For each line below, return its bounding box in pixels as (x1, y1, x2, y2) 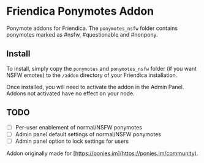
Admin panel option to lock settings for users (15, 137, 129, 145)
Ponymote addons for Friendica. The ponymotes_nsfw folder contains (6, 24, 178, 32)
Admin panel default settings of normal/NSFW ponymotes (15, 130, 161, 138)
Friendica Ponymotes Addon (6, 4, 154, 18)
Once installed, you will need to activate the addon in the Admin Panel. (6, 83, 184, 90)
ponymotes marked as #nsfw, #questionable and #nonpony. (6, 31, 158, 38)
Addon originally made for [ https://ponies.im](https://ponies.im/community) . (6, 150, 198, 157)
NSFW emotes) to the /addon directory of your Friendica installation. (6, 71, 178, 79)
